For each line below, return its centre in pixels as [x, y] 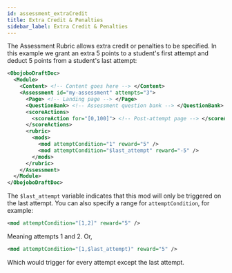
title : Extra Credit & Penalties [55, 20]
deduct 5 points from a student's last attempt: [72, 61]
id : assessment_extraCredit [48, 13]
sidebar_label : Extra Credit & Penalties [68, 26]
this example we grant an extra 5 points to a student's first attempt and [108, 53]
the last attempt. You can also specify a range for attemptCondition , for [108, 203]
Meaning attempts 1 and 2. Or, [50, 236]
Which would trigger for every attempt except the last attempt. [96, 262]
